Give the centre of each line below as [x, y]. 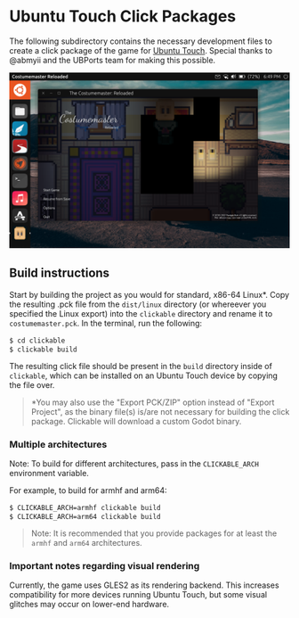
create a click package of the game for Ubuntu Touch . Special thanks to [141, 50]
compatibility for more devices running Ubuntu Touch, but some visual [138, 595]
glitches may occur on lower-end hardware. [89, 605]
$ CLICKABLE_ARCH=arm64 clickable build [85, 517]
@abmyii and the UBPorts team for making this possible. [113, 60]
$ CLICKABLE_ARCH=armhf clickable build [85, 508]
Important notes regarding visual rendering [105, 565]
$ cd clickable [37, 341]
